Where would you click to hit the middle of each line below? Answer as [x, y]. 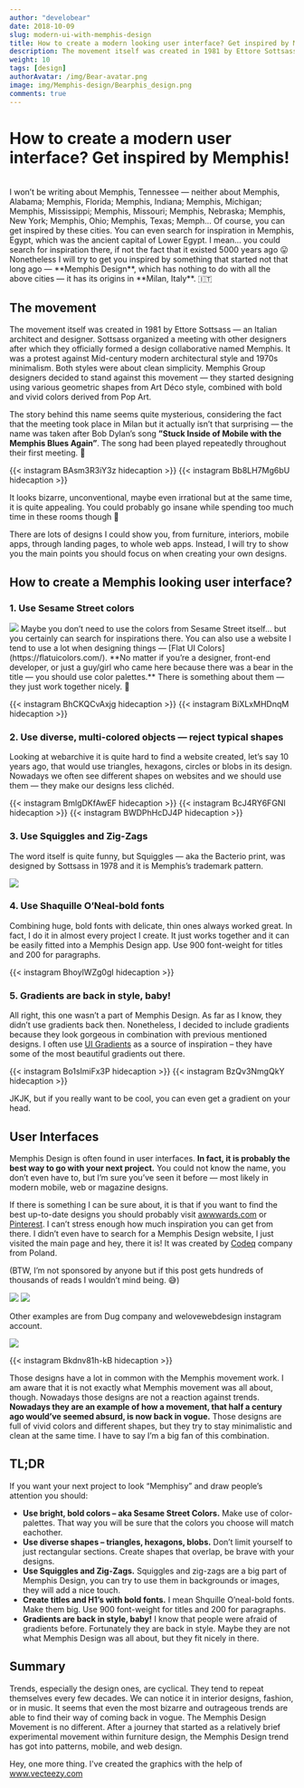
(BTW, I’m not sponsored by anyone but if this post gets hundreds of [137, 1270]
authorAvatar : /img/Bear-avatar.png [78, 77]
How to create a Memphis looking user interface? [151, 582]
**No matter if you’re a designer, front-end [190, 657]
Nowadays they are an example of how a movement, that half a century [146, 1406]
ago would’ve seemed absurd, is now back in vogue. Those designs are [146, 1416]
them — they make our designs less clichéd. [92, 786]
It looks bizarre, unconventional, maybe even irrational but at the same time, [151, 498]
